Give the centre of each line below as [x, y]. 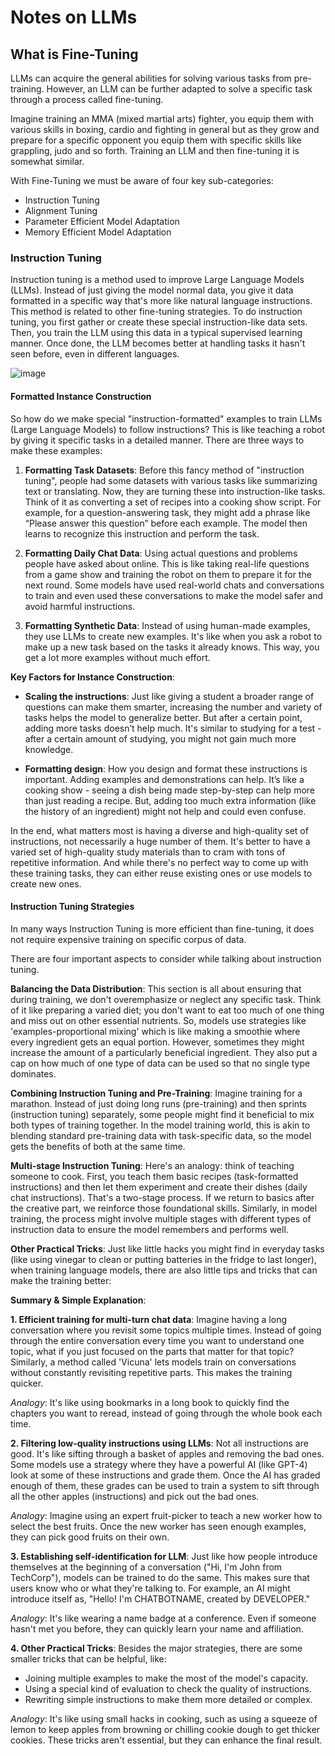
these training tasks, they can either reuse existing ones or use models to [161, 873]
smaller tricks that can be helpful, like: [88, 1658]
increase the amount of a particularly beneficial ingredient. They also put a [164, 1052]
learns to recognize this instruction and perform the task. [142, 533]
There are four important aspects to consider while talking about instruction [166, 958]
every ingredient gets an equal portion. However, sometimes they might [157, 1042]
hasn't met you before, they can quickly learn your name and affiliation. [157, 1628]
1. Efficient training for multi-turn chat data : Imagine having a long [148, 1319]
